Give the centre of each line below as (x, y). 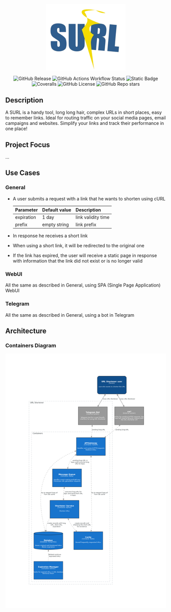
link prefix (86, 224)
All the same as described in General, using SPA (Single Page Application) (83, 285)
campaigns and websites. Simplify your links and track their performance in (85, 123)
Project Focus (28, 145)
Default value (57, 210)
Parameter (27, 210)
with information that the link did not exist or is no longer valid (78, 261)
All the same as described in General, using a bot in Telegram (70, 315)
